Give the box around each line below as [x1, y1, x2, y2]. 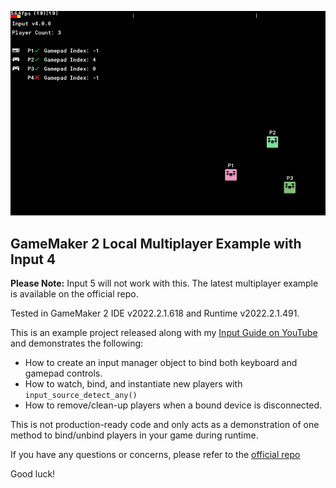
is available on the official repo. [10, 287, 139, 300]
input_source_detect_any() [24, 390, 138, 400]
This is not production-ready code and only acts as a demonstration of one [10, 418, 320, 430]
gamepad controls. [24, 367, 103, 379]
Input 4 [10, 251, 57, 268]
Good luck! [10, 467, 56, 480]
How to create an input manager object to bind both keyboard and [24, 356, 298, 368]
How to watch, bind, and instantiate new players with [24, 377, 243, 390]
